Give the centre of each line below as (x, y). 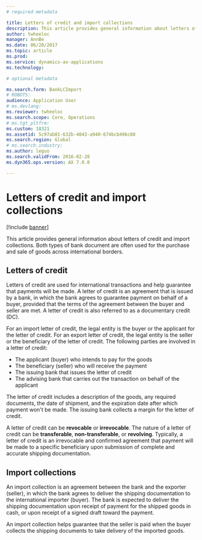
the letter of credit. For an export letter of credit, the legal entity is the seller (99, 335)
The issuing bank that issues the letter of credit (73, 372)
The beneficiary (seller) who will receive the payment (81, 366)
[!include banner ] (28, 227)
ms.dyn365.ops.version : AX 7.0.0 (48, 162)
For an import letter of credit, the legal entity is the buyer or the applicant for (101, 329)
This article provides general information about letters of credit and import (98, 238)
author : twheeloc (28, 34)
